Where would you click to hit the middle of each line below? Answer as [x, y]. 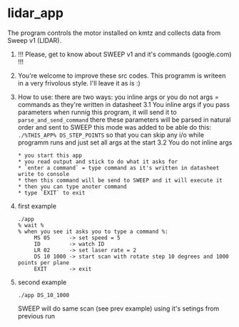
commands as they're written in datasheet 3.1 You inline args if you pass [124, 104]
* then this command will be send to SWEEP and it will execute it [120, 180]
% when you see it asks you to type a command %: [93, 232]
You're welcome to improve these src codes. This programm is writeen [122, 76]
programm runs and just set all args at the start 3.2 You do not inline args [125, 142]
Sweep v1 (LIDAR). [35, 40]
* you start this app [50, 155]
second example [42, 282]
